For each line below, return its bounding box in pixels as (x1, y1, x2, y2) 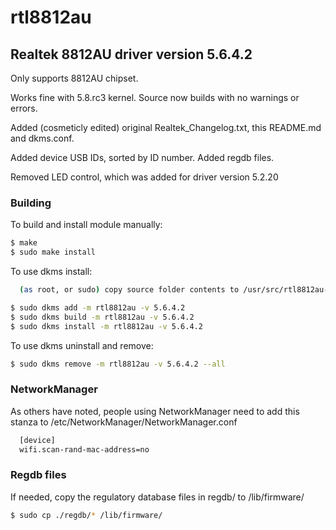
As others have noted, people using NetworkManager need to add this (10, 405, 300, 417)
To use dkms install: (10, 266, 93, 278)
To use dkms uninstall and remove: (10, 339, 154, 351)
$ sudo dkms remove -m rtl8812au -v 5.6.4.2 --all (10, 359, 226, 369)
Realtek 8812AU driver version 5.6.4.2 (10, 46, 253, 63)
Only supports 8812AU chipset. (10, 72, 139, 84)
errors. (10, 102, 38, 114)
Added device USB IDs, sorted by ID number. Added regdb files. (10, 152, 275, 163)
